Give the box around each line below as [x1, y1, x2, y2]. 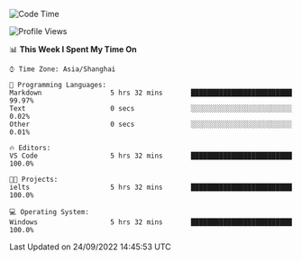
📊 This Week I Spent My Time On [9, 44, 137, 54]
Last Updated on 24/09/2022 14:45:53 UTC [9, 241, 171, 252]
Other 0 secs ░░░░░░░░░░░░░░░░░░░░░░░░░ [9, 120, 293, 129]
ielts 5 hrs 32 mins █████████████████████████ [9, 183, 293, 192]
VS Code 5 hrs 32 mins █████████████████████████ [9, 151, 293, 160]
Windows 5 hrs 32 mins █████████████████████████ [9, 218, 293, 227]
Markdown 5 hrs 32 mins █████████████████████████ [9, 88, 293, 97]
